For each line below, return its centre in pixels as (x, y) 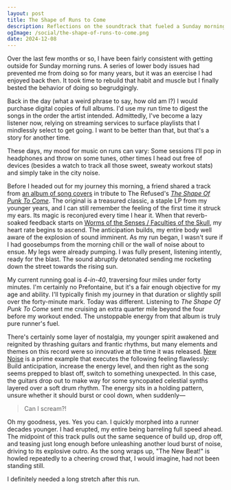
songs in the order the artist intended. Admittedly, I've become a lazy (105, 116)
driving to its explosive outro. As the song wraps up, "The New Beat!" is (109, 452)
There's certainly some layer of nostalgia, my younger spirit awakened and (113, 337)
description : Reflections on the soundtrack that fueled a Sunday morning (117, 26)
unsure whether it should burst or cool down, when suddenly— (96, 395)
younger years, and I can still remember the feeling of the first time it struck (114, 208)
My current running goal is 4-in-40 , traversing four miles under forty (104, 280)
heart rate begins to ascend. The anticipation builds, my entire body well (110, 230)
